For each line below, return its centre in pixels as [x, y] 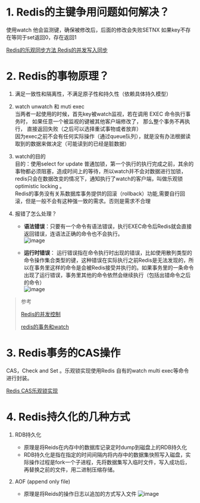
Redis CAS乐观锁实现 [32, 390]
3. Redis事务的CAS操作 [63, 353]
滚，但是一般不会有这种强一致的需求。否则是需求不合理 [82, 201]
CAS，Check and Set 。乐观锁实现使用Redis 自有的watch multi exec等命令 [98, 370]
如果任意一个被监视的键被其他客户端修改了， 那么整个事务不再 [108, 121]
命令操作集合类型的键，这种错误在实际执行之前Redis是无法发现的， [106, 260]
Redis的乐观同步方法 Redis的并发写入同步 [57, 50]
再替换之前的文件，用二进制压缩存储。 [71, 469]
